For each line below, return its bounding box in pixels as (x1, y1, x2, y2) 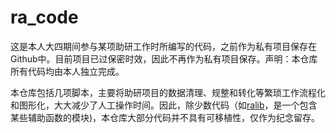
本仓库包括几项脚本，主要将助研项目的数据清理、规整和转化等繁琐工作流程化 (10, 86, 326, 98)
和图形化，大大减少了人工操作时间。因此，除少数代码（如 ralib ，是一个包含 (10, 99, 318, 111)
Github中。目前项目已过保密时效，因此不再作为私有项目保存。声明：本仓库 (10, 52, 318, 65)
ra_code (10, 6, 79, 29)
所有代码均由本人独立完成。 (10, 65, 125, 77)
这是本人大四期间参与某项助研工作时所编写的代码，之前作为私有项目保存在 (10, 40, 317, 52)
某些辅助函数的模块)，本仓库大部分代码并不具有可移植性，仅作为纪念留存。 (10, 111, 321, 123)
